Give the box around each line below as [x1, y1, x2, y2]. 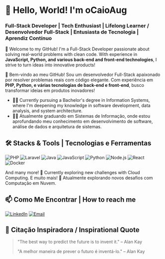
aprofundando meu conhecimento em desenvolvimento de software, [12, 118, 153, 124]
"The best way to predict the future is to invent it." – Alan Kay [17, 239, 143, 245]
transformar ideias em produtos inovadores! [5, 87, 95, 94]
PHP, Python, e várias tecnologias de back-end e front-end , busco [5, 82, 144, 88]
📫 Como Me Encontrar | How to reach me [5, 195, 136, 204]
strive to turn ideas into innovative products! [5, 62, 95, 68]
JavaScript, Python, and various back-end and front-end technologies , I [5, 57, 157, 63]
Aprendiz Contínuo [5, 35, 52, 42]
